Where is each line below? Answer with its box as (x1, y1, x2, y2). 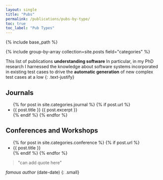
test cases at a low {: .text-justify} (5, 74, 75, 80)
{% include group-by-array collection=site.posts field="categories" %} (5, 49, 151, 55)
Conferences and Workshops (5, 127, 98, 135)
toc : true (5, 21, 26, 26)
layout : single (5, 7, 37, 12)
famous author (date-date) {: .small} (5, 169, 80, 175)
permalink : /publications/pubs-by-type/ (5, 16, 91, 21)
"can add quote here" (17, 159, 62, 166)
